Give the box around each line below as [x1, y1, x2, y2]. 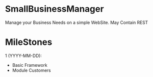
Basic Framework [12, 62, 48, 68]
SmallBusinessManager [5, 3, 104, 15]
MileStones [5, 37, 52, 48]
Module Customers [12, 67, 51, 73]
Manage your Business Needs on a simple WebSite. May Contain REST [5, 19, 148, 25]
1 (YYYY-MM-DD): [5, 53, 42, 58]
